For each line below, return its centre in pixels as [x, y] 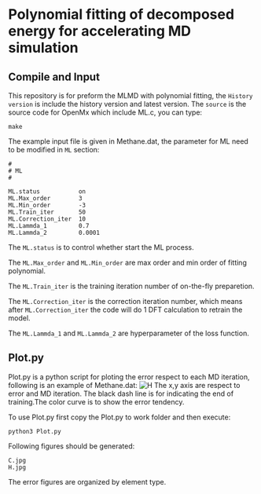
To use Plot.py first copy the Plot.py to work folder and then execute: [119, 417]
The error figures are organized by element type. [87, 481]
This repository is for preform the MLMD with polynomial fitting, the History [130, 95]
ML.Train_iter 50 [47, 212]
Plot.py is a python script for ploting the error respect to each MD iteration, [129, 377]
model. [19, 318]
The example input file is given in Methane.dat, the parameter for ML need [129, 141]
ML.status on [47, 192]
